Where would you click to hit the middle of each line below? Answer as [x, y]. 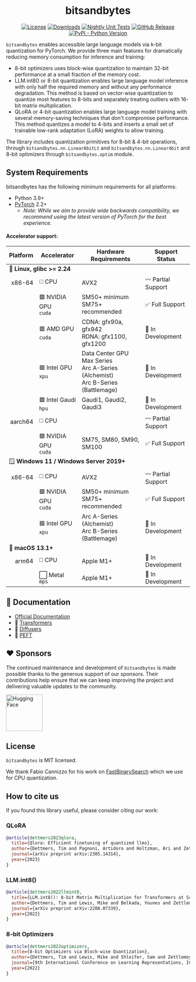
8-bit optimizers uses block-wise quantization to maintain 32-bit [92, 68]
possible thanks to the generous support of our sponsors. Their [82, 674]
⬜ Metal [51, 575]
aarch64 [22, 421]
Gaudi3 [92, 407]
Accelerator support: [32, 236]
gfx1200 [94, 344]
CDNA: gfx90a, [102, 322]
